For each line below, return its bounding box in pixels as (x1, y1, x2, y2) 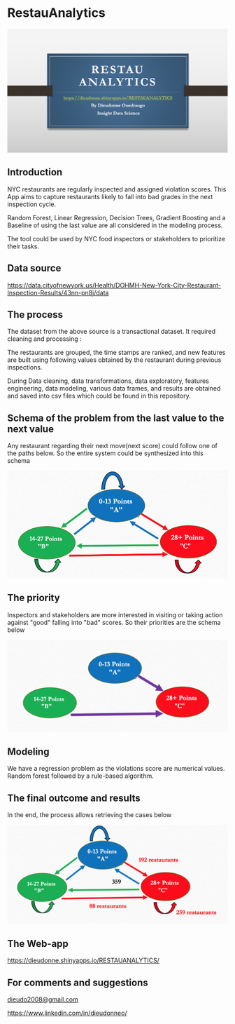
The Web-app (7, 938, 69, 950)
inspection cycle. (7, 200, 57, 208)
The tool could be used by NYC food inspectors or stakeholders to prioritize (7, 234, 226, 243)
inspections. (7, 363, 43, 372)
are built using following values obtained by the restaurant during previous (7, 356, 222, 364)
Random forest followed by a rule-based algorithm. (7, 772, 154, 780)
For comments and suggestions (7, 976, 148, 988)
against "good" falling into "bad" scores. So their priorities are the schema (7, 618, 222, 626)
